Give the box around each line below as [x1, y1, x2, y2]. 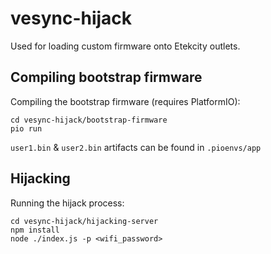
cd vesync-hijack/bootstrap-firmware [10, 115, 168, 125]
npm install [10, 225, 60, 235]
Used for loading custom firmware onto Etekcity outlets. [10, 40, 241, 52]
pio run [10, 123, 43, 134]
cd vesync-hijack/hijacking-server [10, 216, 159, 226]
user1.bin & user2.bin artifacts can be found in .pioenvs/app [10, 141, 262, 153]
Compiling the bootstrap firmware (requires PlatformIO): [10, 95, 241, 107]
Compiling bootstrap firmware [10, 69, 203, 86]
